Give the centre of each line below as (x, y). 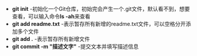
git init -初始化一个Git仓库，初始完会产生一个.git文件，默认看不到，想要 (101, 9)
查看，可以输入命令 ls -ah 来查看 (51, 16)
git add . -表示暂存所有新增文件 (51, 39)
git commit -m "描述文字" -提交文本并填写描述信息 (75, 46)
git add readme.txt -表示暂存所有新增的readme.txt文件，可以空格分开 (99, 24)
